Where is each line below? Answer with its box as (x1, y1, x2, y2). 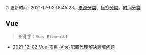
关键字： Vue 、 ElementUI (17, 33, 68, 39)
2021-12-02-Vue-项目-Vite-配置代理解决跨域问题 (12, 44, 115, 50)
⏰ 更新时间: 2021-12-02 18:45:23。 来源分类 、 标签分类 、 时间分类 (5, 5, 141, 10)
